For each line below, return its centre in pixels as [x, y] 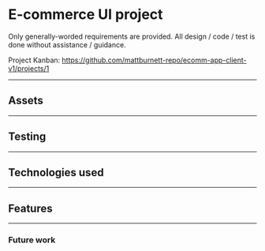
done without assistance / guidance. [67, 44]
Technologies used [56, 172]
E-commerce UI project [86, 15]
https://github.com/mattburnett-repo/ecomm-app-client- [154, 60]
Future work [32, 240]
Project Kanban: [34, 60]
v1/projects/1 [29, 68]
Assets [26, 101]
